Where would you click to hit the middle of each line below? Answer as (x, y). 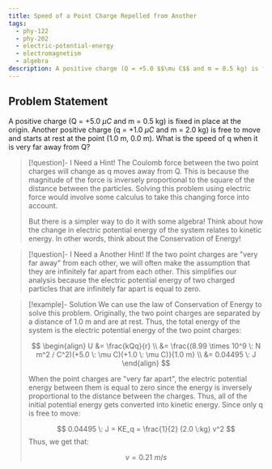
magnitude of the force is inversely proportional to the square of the (141, 180)
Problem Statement (58, 102)
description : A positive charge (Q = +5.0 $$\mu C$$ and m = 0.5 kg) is (134, 69)
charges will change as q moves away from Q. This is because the (138, 171)
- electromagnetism (49, 53)
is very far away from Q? (49, 147)
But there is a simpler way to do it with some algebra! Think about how (145, 221)
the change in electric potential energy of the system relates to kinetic (145, 230)
